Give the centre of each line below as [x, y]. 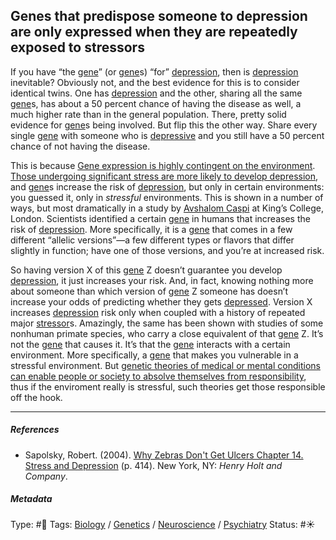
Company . [46, 476]
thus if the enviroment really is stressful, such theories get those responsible [168, 386]
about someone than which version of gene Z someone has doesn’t [149, 291]
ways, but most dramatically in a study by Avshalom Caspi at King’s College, [167, 208]
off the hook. [36, 397]
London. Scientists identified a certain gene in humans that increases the [160, 218]
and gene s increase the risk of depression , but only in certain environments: [167, 186]
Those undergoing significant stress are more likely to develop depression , [164, 176]
